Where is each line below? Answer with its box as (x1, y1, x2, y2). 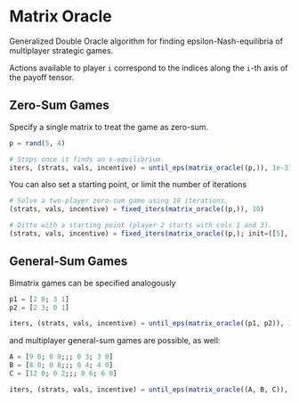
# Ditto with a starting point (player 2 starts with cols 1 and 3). (9, 221, 273, 230)
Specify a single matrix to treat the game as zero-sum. (9, 121, 209, 132)
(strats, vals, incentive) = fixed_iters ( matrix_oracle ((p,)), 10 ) (9, 205, 265, 214)
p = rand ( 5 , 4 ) (9, 138, 66, 148)
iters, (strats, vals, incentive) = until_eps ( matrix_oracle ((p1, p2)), (9, 319, 285, 328)
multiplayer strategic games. (9, 45, 114, 55)
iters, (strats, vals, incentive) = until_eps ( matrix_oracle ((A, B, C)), (9, 385, 289, 394)
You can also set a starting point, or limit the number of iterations (9, 179, 247, 190)
